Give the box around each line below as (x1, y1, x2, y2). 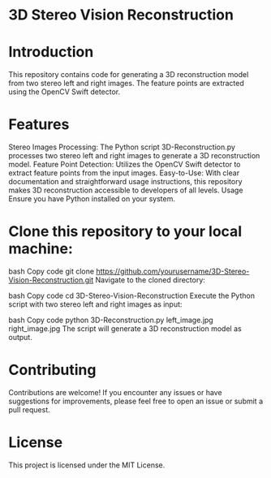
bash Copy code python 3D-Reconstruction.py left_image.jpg (8, 315, 213, 325)
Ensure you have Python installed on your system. (8, 194, 176, 204)
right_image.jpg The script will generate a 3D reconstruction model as (8, 324, 242, 334)
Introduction (8, 43, 94, 62)
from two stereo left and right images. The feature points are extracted (8, 79, 245, 88)
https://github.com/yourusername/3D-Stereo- (96, 266, 250, 276)
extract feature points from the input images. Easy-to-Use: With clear (8, 168, 240, 178)
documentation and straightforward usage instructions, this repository (8, 177, 243, 187)
